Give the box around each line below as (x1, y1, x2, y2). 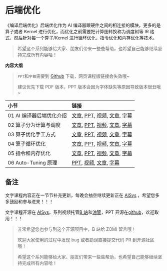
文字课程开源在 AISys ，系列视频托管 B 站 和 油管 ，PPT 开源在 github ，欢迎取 (5, 209, 159, 215)
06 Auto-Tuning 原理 (7, 159, 57, 166)
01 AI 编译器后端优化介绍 (7, 112, 67, 119)
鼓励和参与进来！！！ (9, 198, 53, 204)
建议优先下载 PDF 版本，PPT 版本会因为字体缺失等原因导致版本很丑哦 (17, 83, 161, 89)
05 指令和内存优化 (7, 149, 51, 156)
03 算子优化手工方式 (7, 131, 56, 138)
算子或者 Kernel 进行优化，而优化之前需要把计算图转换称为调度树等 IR (5, 28, 149, 34)
